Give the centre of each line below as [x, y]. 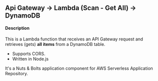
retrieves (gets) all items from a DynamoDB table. [55, 44]
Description [17, 28]
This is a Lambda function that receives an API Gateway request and [74, 39]
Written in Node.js [30, 59]
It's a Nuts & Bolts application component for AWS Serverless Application [79, 68]
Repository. [17, 73]
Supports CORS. [29, 54]
